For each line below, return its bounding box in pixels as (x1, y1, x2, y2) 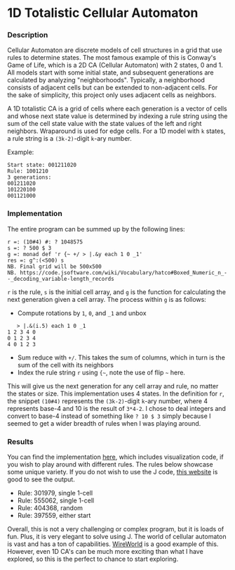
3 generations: (7, 174, 52, 181)
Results (7, 436, 34, 446)
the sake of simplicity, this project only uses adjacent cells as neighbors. (7, 91, 217, 99)
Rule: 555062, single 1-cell (17, 496, 95, 505)
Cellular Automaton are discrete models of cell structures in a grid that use (7, 46, 222, 54)
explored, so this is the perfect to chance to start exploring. (7, 555, 179, 564)
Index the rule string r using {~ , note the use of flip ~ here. (17, 368, 186, 376)
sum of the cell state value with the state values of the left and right (7, 120, 202, 128)
